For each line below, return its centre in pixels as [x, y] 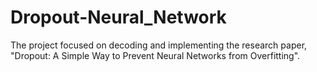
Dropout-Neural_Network [118, 17]
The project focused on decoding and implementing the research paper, [159, 45]
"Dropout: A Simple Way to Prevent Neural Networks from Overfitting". [155, 55]
